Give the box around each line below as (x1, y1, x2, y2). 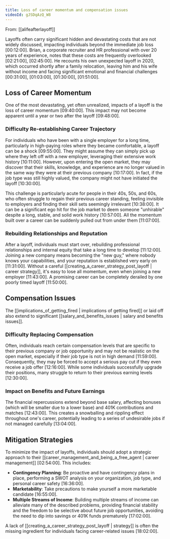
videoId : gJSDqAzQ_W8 (5, 12, 51, 17)
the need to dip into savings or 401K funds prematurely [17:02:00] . (12, 513, 151, 519)
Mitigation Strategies (5, 435, 74, 444)
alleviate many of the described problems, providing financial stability (12, 502, 158, 508)
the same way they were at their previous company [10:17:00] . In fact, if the (5, 169, 162, 175)
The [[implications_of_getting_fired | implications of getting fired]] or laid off (5, 307, 164, 313)
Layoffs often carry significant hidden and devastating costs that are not (5, 36, 156, 42)
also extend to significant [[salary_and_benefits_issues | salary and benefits (5, 313, 163, 319)
